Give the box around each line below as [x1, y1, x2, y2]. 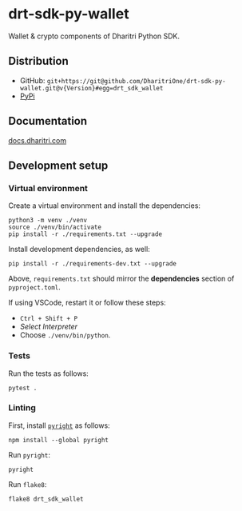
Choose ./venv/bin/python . [19, 330, 111, 340]
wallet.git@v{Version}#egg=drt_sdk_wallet [19, 84, 164, 92]
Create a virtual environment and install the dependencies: [8, 201, 201, 210]
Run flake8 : [8, 479, 47, 489]
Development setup [8, 158, 109, 172]
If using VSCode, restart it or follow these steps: [8, 297, 166, 308]
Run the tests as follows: [8, 369, 89, 378]
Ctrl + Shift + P [19, 315, 78, 323]
